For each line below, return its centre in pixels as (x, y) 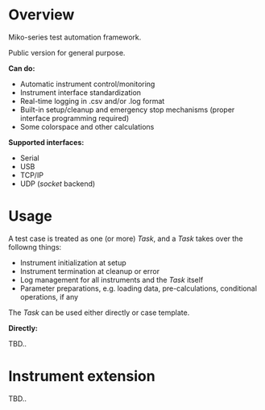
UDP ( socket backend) (58, 184)
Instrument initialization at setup (73, 263)
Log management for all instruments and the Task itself (112, 280)
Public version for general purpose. (67, 52)
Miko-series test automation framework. (75, 37)
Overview (41, 15)
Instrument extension (82, 377)
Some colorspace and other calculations (87, 126)
